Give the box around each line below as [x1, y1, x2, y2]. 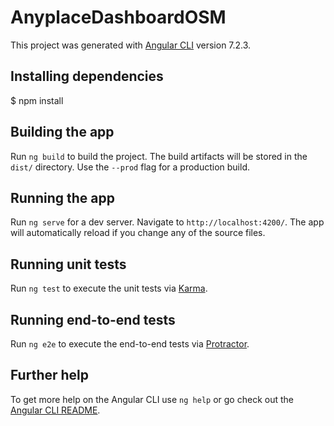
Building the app [10, 124, 115, 141]
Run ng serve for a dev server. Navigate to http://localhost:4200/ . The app [10, 216, 325, 228]
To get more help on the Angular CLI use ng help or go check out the [10, 393, 294, 405]
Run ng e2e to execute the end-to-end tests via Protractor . [10, 338, 250, 350]
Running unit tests [10, 256, 127, 273]
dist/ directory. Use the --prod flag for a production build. [10, 161, 250, 173]
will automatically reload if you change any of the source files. [10, 227, 266, 239]
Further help [10, 367, 90, 384]
